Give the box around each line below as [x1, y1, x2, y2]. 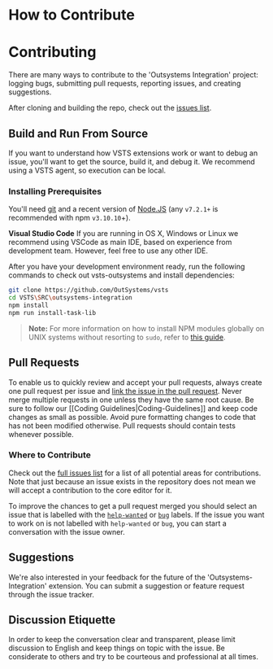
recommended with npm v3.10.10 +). [8, 213, 132, 223]
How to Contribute [8, 6, 136, 24]
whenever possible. [8, 429, 75, 439]
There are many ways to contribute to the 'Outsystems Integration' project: [8, 70, 258, 80]
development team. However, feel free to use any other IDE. [8, 246, 209, 256]
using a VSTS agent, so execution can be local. [8, 165, 167, 175]
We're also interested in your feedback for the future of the [8, 572, 206, 582]
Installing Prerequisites [8, 186, 102, 197]
